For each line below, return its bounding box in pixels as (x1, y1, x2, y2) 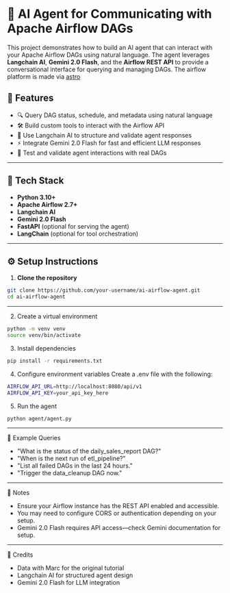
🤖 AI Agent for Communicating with (7, 6, 212, 22)
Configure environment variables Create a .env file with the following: (16, 370, 213, 378)
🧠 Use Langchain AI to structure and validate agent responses (16, 131, 192, 139)
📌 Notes (7, 489, 30, 497)
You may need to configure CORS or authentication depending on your (16, 509, 217, 518)
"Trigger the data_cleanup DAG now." (16, 469, 123, 477)
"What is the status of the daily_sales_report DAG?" (16, 447, 162, 455)
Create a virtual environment (16, 312, 98, 320)
